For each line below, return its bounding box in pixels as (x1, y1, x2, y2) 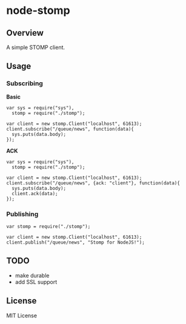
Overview (6, 28, 44, 38)
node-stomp (6, 4, 71, 18)
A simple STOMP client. (6, 44, 65, 51)
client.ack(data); (12, 190, 59, 196)
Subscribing (6, 79, 44, 88)
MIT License (6, 312, 38, 319)
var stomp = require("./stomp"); (6, 223, 91, 230)
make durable (15, 271, 50, 279)
